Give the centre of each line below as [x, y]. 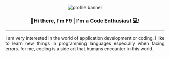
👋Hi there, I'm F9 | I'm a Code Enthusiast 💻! [85, 21]
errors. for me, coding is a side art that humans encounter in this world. [79, 49]
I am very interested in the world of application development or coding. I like [85, 38]
